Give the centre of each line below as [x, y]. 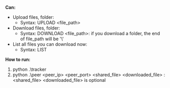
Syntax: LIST [33, 50]
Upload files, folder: [33, 17]
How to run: [18, 60]
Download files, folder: [36, 28]
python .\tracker [29, 69]
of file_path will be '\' [42, 39]
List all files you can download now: [50, 44]
